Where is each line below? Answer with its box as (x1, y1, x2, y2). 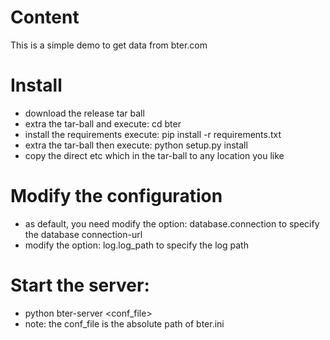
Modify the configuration (10, 185, 223, 208)
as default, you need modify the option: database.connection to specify (24, 217, 320, 230)
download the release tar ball (24, 107, 145, 119)
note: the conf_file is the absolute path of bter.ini (24, 317, 225, 330)
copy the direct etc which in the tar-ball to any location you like (24, 149, 285, 161)
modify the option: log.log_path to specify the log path (24, 239, 249, 251)
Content (10, 6, 80, 29)
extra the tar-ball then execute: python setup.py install (24, 139, 248, 151)
